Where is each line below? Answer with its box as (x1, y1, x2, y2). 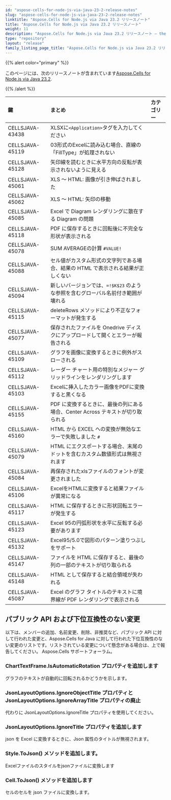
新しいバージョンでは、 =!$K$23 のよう (50, 281, 141, 289)
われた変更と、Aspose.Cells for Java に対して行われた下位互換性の (18, 636, 159, 642)
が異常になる (50, 492, 81, 500)
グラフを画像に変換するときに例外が (50, 348, 137, 356)
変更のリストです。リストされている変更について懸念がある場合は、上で (9, 642, 161, 648)
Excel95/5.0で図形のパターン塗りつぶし (50, 536, 146, 544)
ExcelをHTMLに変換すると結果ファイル (50, 485, 144, 492)
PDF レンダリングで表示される (67, 596, 140, 603)
